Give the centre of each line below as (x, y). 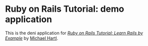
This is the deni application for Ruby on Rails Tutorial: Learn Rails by (74, 33)
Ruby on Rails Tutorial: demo (65, 9)
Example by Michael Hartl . (32, 38)
